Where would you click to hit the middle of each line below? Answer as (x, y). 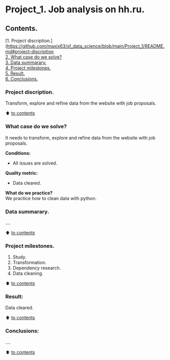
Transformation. (30, 263)
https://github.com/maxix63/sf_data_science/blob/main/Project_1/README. (86, 46)
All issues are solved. (35, 163)
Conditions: (18, 153)
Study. (19, 257)
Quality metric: (22, 173)
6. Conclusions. (22, 79)
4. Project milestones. (28, 68)
